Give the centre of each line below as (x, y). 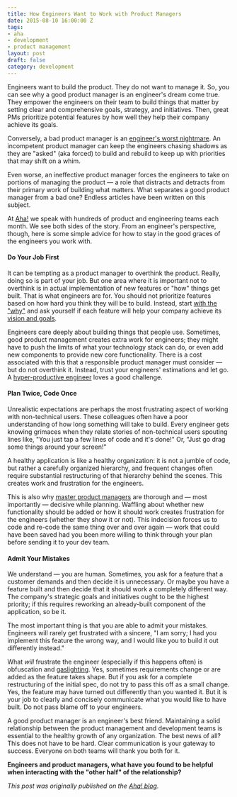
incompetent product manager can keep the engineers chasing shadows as (117, 145)
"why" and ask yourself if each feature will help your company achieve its (115, 311)
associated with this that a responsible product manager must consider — (115, 362)
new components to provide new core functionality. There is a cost (105, 355)
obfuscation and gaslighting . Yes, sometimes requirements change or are (114, 669)
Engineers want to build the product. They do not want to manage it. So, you (118, 87)
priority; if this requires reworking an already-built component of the (107, 604)
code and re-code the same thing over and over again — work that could (114, 527)
